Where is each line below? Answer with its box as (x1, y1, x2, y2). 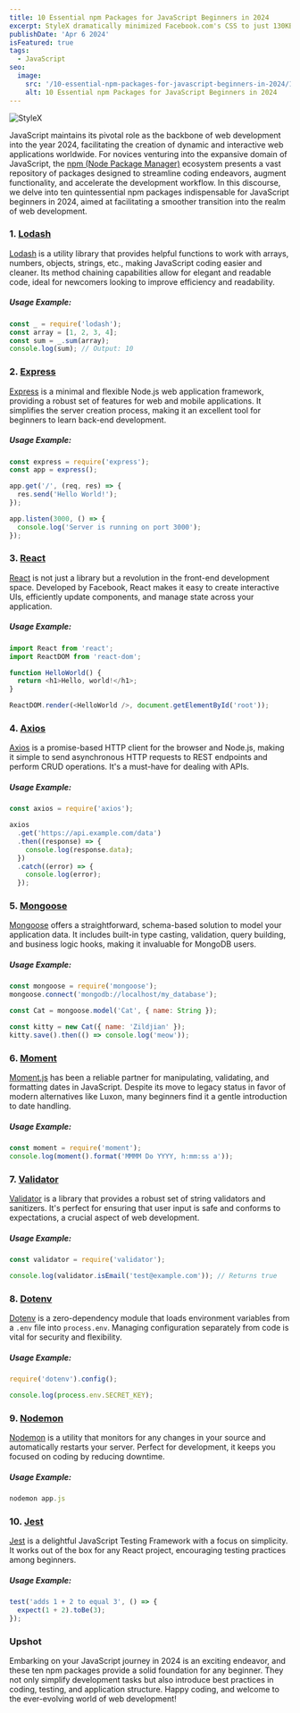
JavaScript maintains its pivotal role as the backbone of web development (9, 130, 281, 140)
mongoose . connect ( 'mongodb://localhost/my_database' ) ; (9, 990, 218, 999)
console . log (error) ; (25, 870, 102, 880)
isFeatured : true (9, 38, 74, 47)
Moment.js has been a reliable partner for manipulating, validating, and (9, 1073, 270, 1083)
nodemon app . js (9, 1494, 66, 1503)
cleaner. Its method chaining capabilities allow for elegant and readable (9, 267, 271, 278)
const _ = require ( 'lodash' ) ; (9, 319, 122, 329)
